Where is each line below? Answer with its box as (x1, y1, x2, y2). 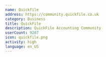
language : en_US (5, 44, 39, 49)
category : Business (5, 16, 46, 21)
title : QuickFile (5, 21, 41, 26)
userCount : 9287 (5, 30, 39, 35)
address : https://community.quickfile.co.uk (5, 12, 99, 17)
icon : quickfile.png (5, 35, 48, 40)
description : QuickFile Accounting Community (5, 26, 101, 31)
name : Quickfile (5, 7, 39, 12)
